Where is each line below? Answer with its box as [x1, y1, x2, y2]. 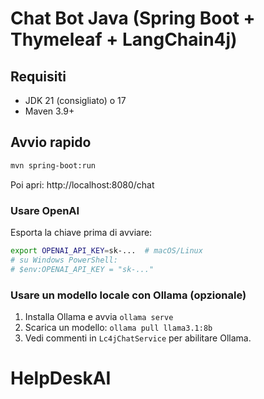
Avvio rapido [10, 134, 92, 151]
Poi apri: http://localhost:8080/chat [10, 178, 155, 191]
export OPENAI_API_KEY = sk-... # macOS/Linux [10, 245, 203, 256]
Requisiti [10, 68, 67, 85]
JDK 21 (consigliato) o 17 [24, 95, 127, 106]
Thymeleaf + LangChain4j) [10, 28, 238, 51]
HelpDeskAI [10, 367, 112, 390]
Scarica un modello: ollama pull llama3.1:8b [24, 321, 213, 333]
